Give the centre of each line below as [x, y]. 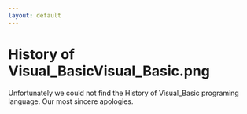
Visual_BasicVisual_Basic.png [109, 71]
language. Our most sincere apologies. [71, 101]
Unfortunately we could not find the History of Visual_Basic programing [124, 93]
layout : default [35, 15]
